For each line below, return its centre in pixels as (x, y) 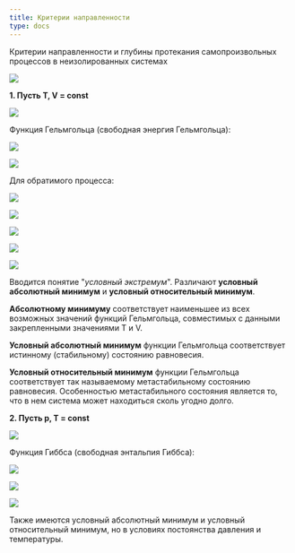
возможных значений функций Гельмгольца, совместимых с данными (145, 318)
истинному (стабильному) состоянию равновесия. (107, 354)
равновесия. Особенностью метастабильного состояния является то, (143, 391)
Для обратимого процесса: (62, 180)
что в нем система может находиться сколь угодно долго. (122, 401)
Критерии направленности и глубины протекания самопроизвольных (143, 51)
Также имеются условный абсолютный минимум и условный (127, 520)
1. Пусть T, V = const (49, 95)
